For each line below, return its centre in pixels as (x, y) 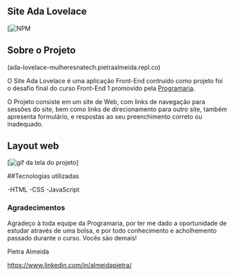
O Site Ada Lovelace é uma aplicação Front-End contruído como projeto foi (115, 80)
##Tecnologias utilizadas (43, 176)
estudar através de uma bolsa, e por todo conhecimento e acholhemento (112, 231)
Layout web (33, 146)
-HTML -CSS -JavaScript (43, 190)
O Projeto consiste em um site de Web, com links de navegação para (106, 101)
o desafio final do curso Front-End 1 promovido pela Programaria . (101, 88)
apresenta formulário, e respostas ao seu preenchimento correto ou (105, 116)
